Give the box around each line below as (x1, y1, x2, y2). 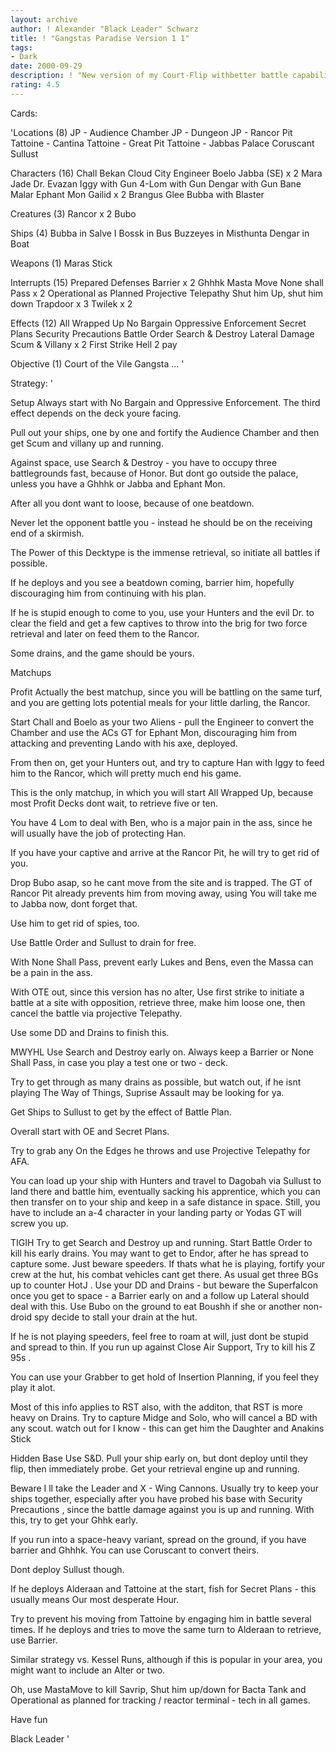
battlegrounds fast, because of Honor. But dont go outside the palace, (10, 467, 299, 479)
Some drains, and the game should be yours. (10, 647, 195, 659)
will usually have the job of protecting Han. (10, 827, 187, 839)
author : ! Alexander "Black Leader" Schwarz (10, 24, 199, 34)
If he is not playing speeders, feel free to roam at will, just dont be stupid (10, 1330, 309, 1342)
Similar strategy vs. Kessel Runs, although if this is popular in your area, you (10, 1653, 323, 1665)
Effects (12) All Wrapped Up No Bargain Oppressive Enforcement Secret (10, 317, 307, 329)
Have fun (10, 1713, 48, 1725)
